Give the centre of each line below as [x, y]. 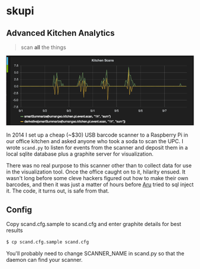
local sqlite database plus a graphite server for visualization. [80, 154]
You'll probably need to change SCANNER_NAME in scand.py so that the [95, 253]
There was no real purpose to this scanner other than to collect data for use [99, 166]
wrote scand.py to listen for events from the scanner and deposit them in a [97, 148]
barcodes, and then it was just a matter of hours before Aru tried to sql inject [100, 185]
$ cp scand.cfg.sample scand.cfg [48, 242]
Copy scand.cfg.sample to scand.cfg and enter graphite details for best [94, 224]
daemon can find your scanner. [45, 259]
